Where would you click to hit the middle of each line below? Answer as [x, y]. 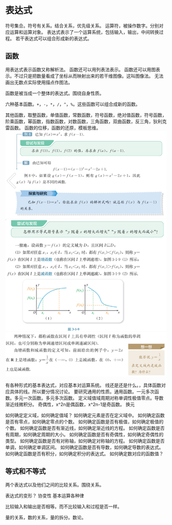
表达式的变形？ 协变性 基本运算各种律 [45, 495]
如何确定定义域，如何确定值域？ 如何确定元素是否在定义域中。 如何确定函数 [85, 415]
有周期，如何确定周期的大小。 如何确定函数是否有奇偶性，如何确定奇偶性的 [84, 434]
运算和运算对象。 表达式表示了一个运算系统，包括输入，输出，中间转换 [84, 32]
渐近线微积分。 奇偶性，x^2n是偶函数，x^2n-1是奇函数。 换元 [70, 404]
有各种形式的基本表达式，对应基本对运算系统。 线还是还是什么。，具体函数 [83, 385]
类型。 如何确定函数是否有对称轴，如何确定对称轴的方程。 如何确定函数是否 [85, 440]
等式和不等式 [26, 471]
